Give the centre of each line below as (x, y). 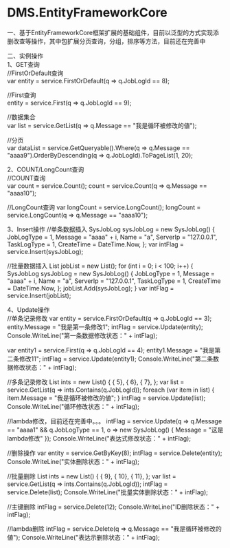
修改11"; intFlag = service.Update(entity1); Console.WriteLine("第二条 (116, 359)
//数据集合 (22, 117)
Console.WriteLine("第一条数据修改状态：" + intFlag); (82, 335)
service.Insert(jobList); (39, 295)
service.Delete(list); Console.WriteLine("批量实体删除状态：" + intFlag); (107, 492)
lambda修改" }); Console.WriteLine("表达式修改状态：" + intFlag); (99, 438)
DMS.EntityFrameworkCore (88, 13)
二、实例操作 (25, 56)
